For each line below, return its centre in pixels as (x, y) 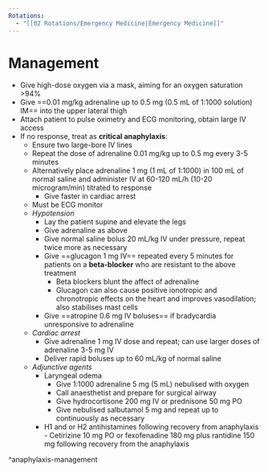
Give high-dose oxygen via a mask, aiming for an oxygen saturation (131, 85)
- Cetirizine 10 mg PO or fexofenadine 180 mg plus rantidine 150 (149, 436)
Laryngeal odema (73, 376)
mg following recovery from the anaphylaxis (117, 444)
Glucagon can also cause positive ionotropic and (136, 290)
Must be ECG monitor (67, 205)
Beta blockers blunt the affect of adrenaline (127, 281)
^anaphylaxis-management (53, 460)
